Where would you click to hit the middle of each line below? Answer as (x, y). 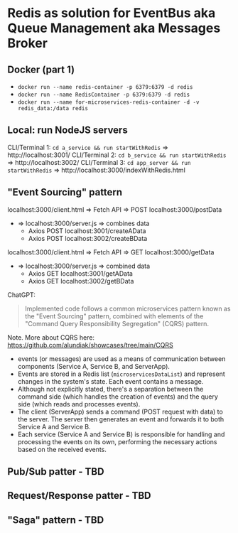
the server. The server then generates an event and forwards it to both (121, 419)
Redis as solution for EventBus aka (112, 13)
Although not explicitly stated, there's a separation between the (110, 389)
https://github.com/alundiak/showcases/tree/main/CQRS (91, 345)
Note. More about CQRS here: (51, 337)
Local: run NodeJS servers (67, 130)
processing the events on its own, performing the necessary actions (117, 441)
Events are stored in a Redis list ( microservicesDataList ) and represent (121, 374)
